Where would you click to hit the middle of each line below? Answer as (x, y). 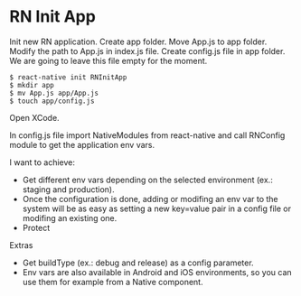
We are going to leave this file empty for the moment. (108, 60)
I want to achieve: (42, 162)
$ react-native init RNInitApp (68, 77)
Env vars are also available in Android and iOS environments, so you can (157, 272)
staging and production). (68, 189)
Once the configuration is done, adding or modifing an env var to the (150, 199)
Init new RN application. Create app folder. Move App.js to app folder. (138, 42)
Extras (21, 245)
